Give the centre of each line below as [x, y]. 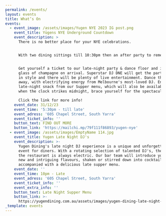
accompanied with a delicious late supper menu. [69, 165]
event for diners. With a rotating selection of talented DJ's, [86, 151]
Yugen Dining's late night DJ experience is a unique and [79, 146]
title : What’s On [23, 19]
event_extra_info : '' [36, 188]
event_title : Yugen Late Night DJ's [52, 137]
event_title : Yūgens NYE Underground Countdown [64, 33]
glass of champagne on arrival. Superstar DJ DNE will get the [85, 73]
